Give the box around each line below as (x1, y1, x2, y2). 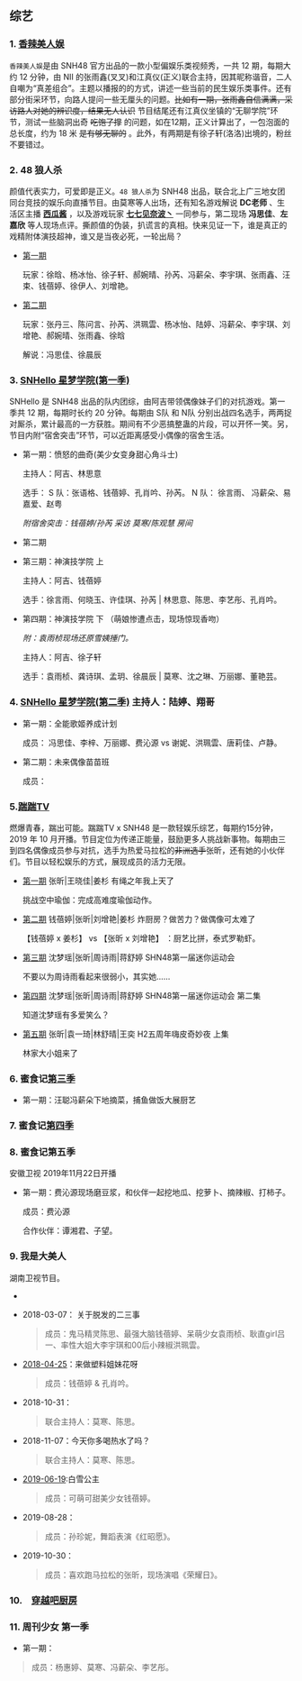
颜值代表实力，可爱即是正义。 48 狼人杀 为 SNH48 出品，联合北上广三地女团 (9, 186, 286, 196)
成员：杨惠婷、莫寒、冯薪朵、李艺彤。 (31, 1661, 173, 1672)
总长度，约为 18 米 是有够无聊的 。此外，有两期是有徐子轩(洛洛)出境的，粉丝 (9, 127, 292, 138)
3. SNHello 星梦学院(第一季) (9, 373, 130, 386)
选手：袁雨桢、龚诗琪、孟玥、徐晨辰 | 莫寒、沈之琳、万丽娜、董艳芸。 (22, 671, 282, 682)
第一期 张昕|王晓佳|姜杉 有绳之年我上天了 (22, 875, 174, 886)
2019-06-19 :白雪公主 (22, 1473, 101, 1485)
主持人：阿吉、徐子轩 (22, 652, 102, 662)
